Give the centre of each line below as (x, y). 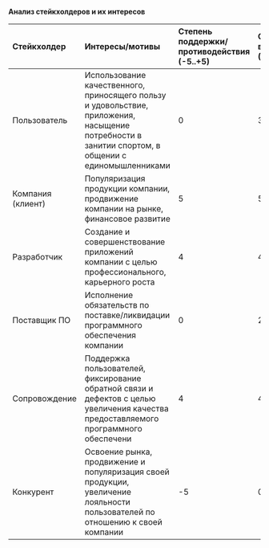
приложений (109, 252)
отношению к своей (123, 522)
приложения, (110, 115)
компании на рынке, (124, 209)
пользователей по (120, 512)
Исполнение (109, 295)
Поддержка (107, 358)
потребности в (113, 135)
